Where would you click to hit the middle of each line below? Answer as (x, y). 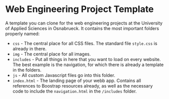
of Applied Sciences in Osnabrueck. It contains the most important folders (82, 28)
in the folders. (27, 70)
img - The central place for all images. (52, 54)
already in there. (30, 48)
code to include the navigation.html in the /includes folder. (75, 91)
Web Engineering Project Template (79, 9)
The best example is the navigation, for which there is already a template (88, 64)
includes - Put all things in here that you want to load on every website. (87, 59)
